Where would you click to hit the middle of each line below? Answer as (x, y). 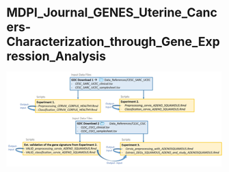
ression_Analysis (56, 57)
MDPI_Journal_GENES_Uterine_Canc (112, 13)
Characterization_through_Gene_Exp (113, 42)
